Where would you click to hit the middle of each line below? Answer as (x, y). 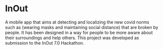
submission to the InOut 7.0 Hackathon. (45, 43)
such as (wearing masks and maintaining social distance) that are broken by (82, 27)
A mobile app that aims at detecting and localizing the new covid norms (77, 22)
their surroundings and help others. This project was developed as (72, 38)
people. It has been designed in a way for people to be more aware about (79, 32)
